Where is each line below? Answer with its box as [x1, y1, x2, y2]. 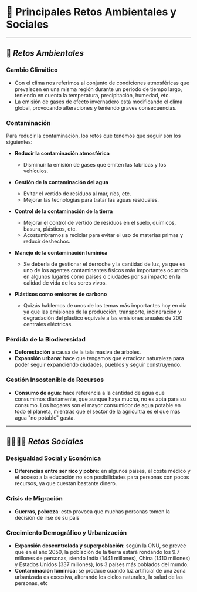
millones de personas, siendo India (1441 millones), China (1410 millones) [14, 554, 191, 561]
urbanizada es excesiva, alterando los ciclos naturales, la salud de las [14, 573, 183, 580]
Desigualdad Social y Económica [6, 454, 101, 462]
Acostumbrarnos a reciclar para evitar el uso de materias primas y [23, 231, 184, 238]
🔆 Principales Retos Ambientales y [6, 5, 177, 19]
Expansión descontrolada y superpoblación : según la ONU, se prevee [14, 542, 186, 549]
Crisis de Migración [6, 495, 63, 503]
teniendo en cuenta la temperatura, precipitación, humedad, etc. [14, 92, 171, 99]
